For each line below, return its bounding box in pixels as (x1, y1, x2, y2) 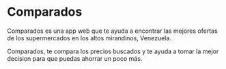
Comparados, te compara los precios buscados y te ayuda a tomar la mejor (7, 47, 219, 55)
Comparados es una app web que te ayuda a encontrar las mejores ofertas (7, 27, 218, 35)
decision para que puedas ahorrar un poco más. (7, 54, 143, 62)
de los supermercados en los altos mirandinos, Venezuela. (7, 33, 172, 42)
